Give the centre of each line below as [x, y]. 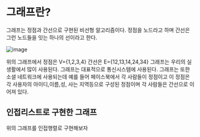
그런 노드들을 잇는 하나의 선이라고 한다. [52, 37]
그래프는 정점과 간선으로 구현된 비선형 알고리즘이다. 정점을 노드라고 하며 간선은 [98, 30]
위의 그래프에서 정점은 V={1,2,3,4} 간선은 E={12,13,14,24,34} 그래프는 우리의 [96, 62]
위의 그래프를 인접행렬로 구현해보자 [47, 128]
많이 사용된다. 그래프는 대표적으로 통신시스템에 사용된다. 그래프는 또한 [108, 69]
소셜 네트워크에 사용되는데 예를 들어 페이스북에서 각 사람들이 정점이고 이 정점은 [98, 77]
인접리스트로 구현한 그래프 [51, 112]
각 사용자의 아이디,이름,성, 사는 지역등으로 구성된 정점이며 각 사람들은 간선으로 [97, 84]
